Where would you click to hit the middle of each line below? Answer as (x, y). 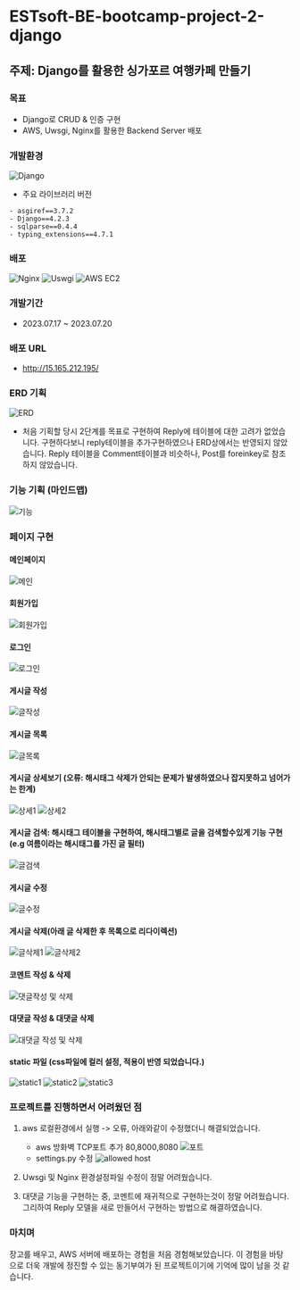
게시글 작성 (28, 690)
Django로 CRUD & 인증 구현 (71, 119)
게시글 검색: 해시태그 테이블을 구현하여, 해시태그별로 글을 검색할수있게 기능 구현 (146, 833)
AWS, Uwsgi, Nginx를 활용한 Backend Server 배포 (112, 130)
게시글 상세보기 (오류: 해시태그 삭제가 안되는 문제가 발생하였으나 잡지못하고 (138, 778)
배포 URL (28, 348)
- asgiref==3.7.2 (42, 212)
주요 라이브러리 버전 (57, 195)
